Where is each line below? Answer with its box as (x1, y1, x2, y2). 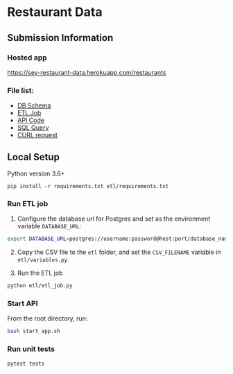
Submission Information (7, 32, 114, 44)
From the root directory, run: (7, 314, 88, 323)
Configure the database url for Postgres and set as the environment (17, 214, 211, 223)
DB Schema (17, 101, 51, 110)
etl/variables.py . (17, 255, 69, 264)
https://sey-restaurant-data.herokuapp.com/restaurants (7, 68, 166, 76)
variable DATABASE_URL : (17, 222, 82, 230)
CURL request (17, 131, 58, 139)
